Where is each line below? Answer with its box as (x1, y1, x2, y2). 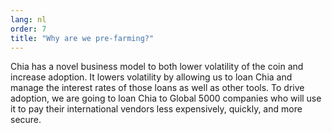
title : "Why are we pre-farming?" (10, 33, 155, 43)
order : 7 (10, 24, 47, 34)
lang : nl (10, 14, 47, 25)
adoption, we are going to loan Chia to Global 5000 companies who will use (10, 92, 322, 105)
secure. (10, 114, 42, 126)
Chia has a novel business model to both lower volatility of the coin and (10, 61, 304, 73)
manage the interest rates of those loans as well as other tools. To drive (10, 82, 305, 94)
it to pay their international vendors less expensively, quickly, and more (10, 103, 303, 115)
